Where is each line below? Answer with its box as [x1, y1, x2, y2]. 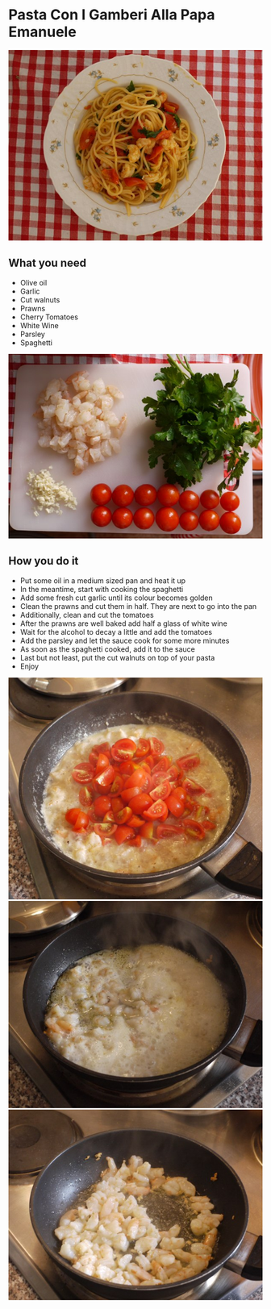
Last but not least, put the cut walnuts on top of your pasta [19, 652, 215, 662]
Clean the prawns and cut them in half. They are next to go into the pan [19, 601, 257, 611]
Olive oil [19, 277, 48, 287]
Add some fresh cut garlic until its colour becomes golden [19, 593, 214, 602]
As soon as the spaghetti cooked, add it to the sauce [19, 644, 195, 654]
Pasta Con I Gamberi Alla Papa [8, 6, 215, 24]
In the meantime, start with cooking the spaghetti [19, 584, 184, 594]
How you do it [8, 554, 79, 568]
